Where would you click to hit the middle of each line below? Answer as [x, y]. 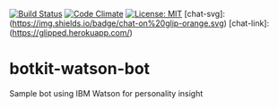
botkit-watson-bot [80, 69]
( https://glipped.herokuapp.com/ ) [71, 33]
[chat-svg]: [205, 14]
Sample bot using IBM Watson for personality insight [106, 93]
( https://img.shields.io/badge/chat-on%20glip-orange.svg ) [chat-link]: [139, 23]
